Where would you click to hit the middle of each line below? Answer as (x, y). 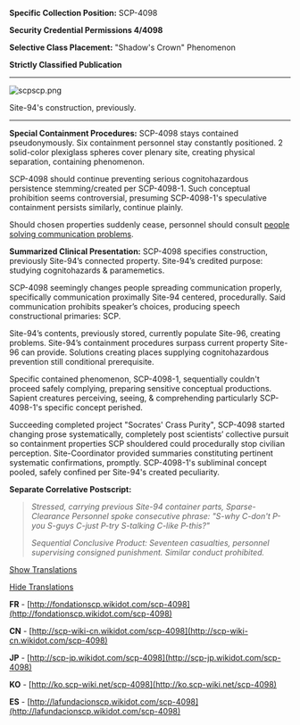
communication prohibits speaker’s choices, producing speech (125, 306)
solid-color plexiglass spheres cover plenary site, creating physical (132, 152)
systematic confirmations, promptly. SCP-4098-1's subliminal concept (138, 462)
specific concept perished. (93, 408)
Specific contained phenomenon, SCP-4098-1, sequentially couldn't (135, 379)
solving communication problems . (71, 234)
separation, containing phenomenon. (77, 161)
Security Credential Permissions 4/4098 (86, 30)
